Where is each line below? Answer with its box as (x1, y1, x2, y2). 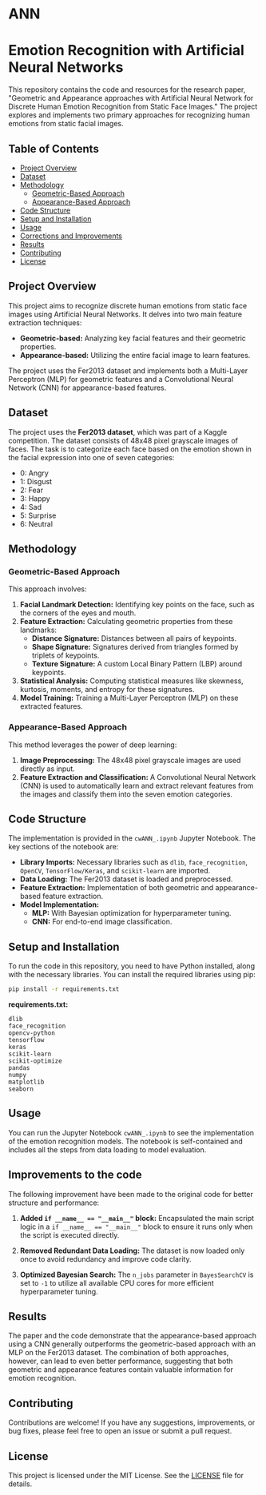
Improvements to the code (8, 1168, 142, 1182)
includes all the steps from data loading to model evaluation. (8, 1144, 207, 1155)
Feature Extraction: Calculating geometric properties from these (19, 617, 233, 626)
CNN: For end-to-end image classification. (31, 916, 173, 927)
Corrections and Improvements (19, 231, 122, 241)
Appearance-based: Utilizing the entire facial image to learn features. (19, 350, 251, 360)
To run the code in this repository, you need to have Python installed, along (8, 961, 256, 971)
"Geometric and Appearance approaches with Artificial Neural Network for (8, 93, 254, 103)
